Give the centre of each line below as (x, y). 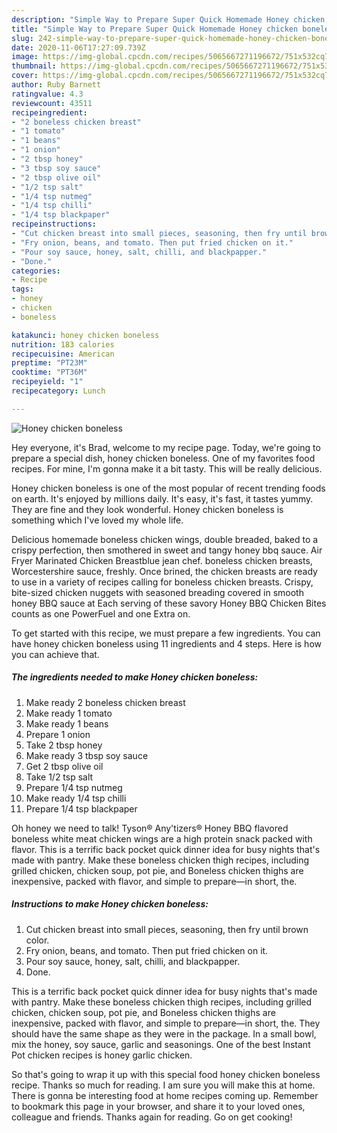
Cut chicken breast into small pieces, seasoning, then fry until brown (167, 929)
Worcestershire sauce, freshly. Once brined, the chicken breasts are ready (164, 571)
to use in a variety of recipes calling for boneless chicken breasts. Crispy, (162, 582)
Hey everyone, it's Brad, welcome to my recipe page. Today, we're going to (166, 447)
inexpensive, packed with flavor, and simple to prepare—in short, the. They (166, 1023)
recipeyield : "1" (47, 382)
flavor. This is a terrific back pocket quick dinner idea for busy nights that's (166, 849)
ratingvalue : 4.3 (47, 94)
